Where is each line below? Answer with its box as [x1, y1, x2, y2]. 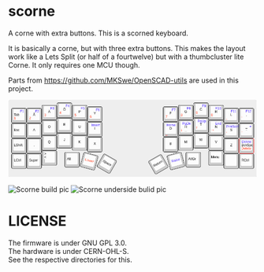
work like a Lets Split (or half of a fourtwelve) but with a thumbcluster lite [8, 52, 244, 61]
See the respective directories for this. [8, 255, 132, 264]
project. [8, 83, 34, 93]
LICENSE [8, 211, 67, 230]
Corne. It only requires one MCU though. [8, 60, 140, 69]
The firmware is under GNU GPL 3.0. [8, 238, 128, 248]
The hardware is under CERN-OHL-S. [8, 246, 129, 255]
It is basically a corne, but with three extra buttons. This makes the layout [8, 43, 246, 53]
